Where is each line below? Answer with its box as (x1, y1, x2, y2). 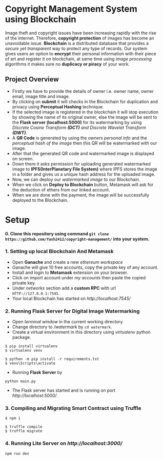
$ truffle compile (5, 424, 42, 429)
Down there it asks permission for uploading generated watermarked (12, 161, 151, 167)
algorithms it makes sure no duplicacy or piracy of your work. (5, 61, 130, 67)
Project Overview (5, 75, 59, 84)
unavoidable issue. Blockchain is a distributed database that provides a (5, 40, 149, 46)
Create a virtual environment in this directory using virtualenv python (12, 329, 151, 335)
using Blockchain (5, 14, 77, 25)
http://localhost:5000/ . (12, 393, 58, 398)
